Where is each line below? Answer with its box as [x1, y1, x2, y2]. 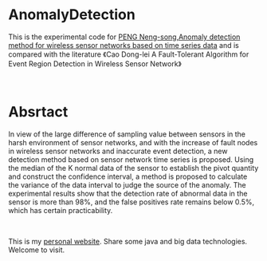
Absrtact [8, 103, 69, 121]
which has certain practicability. [8, 205, 113, 215]
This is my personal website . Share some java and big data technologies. [8, 236, 248, 246]
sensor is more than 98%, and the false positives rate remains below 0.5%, [8, 197, 255, 207]
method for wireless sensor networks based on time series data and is [8, 40, 239, 49]
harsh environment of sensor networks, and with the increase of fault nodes [8, 137, 258, 147]
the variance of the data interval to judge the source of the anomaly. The [8, 180, 246, 189]
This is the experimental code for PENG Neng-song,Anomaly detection [8, 32, 241, 42]
